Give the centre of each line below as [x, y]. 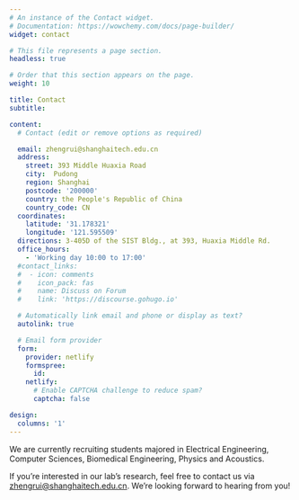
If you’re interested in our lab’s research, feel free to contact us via [132, 476]
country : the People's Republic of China [104, 199]
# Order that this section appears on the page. [102, 76]
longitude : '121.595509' [72, 233]
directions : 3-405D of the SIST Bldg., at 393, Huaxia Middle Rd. [144, 241]
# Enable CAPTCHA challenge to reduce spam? [118, 391]
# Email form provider [60, 340]
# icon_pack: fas [56, 283]
